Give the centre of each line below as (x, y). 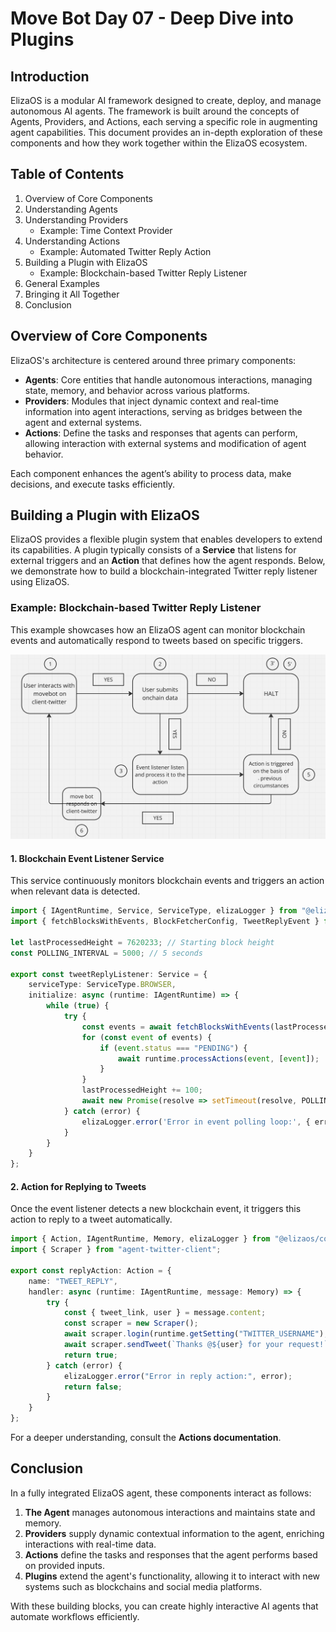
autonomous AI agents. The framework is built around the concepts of (155, 111)
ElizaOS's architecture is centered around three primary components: (153, 360)
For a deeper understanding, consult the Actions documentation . (146, 1438)
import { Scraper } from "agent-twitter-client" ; (116, 1250)
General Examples (62, 283)
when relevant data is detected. (75, 891)
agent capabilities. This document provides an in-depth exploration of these (166, 132)
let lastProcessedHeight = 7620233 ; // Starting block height (142, 942)
